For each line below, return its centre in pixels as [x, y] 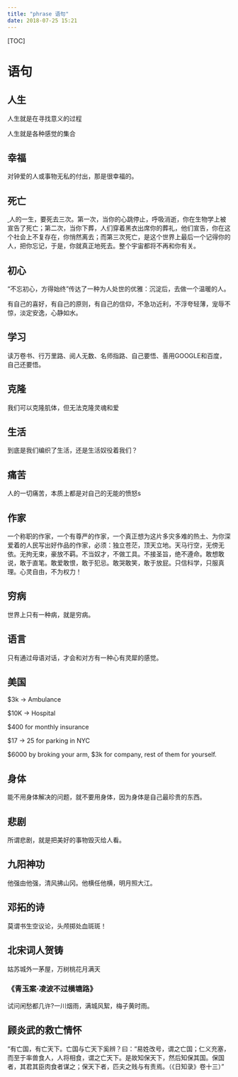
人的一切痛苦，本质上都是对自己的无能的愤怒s [74, 493]
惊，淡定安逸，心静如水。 [45, 312]
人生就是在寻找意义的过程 [45, 118]
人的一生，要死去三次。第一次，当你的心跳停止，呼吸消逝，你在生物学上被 [118, 219]
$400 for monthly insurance [48, 727]
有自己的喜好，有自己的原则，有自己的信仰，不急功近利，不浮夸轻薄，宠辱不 [119, 304]
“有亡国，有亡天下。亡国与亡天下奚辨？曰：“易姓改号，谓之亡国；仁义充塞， [119, 1049]
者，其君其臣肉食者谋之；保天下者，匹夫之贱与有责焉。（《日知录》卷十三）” [116, 1066]
